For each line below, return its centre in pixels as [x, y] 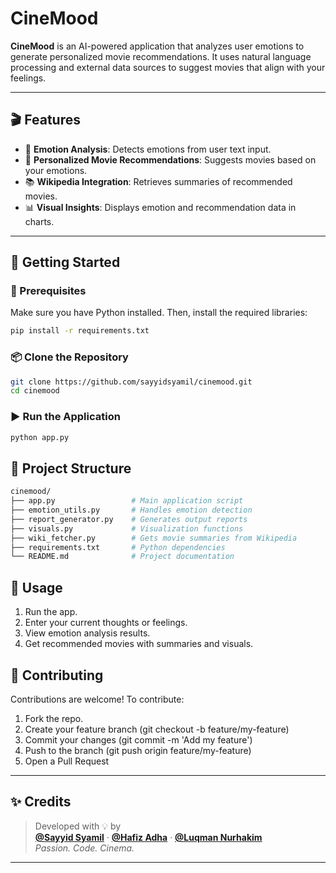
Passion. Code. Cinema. [84, 848]
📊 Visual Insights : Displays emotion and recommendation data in [160, 207]
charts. [39, 221]
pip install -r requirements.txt [80, 331]
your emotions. [56, 170]
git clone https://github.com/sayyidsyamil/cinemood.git [131, 382]
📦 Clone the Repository [69, 357]
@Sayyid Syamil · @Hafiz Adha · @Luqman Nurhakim [148, 837]
